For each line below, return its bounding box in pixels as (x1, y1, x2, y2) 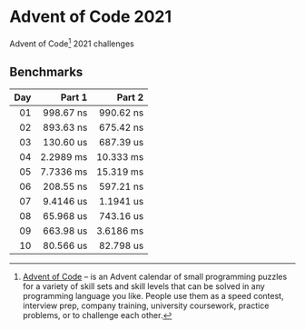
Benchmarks (9, 64, 84, 79)
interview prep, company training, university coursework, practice (22, 300, 270, 311)
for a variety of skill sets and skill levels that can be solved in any (22, 281, 265, 292)
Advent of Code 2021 (9, 6, 172, 27)
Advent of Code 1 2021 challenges (9, 36, 134, 49)
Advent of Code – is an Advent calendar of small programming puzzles (22, 271, 288, 283)
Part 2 (116, 91, 144, 104)
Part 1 (60, 91, 88, 104)
